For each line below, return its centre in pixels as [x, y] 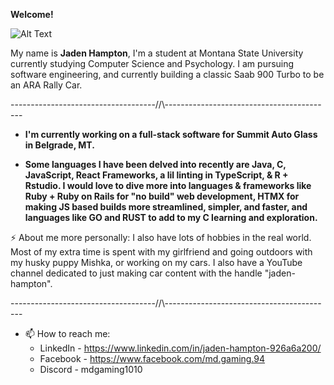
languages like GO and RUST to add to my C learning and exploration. [171, 217]
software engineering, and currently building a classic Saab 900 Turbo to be [167, 74]
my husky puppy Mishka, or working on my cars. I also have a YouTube [156, 262]
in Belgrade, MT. [59, 145]
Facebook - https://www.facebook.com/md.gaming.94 [152, 358]
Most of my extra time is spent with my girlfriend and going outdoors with [161, 252]
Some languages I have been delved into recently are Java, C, [155, 164]
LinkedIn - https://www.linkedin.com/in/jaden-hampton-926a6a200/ [180, 348]
